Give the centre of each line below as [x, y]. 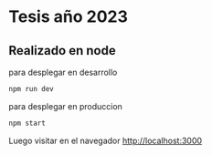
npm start [27, 123]
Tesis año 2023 [69, 17]
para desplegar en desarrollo [63, 72]
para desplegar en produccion [65, 106]
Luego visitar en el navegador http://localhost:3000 [106, 140]
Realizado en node [62, 51]
